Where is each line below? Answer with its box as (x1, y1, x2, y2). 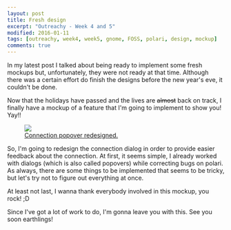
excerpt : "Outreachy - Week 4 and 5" (7, 23, 116, 30)
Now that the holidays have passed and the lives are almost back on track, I (7, 96, 222, 104)
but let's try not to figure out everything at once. (7, 174, 144, 182)
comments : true (7, 42, 51, 49)
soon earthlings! (7, 215, 53, 223)
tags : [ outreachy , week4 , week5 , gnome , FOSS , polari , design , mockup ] (7, 36, 217, 43)
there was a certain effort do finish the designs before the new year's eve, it (7, 76, 223, 83)
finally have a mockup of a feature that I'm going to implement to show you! (7, 104, 222, 112)
